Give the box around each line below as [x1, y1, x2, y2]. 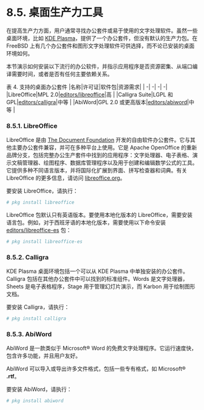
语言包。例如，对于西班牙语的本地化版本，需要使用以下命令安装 [6, 219, 166, 226]
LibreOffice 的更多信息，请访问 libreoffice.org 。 [6, 174, 126, 182]
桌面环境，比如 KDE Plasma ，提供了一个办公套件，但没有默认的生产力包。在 [6, 34, 198, 41]
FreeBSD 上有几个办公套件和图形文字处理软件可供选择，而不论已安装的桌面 [6, 42, 195, 49]
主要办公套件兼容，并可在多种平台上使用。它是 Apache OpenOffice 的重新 [11, 144, 197, 151]
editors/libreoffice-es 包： [6, 227, 72, 234]
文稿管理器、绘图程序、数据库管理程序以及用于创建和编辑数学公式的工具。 [11, 159, 198, 166]
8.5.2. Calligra [6, 253, 49, 261]
